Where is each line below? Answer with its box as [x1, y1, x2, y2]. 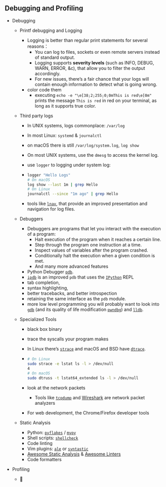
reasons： [27, 43, 49, 49]
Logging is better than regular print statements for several [27, 37, 148, 43]
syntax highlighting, [27, 285, 69, 291]
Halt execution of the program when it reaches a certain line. [34, 236, 161, 242]
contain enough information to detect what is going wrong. [34, 81, 157, 87]
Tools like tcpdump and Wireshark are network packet [34, 394, 145, 400]
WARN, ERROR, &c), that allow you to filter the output [34, 65, 145, 71]
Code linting [27, 440, 53, 446]
